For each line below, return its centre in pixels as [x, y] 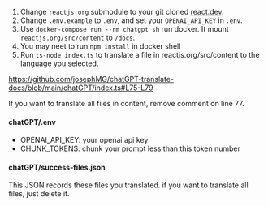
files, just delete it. [39, 194]
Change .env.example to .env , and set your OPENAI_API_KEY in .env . [132, 20]
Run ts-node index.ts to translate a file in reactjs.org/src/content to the [140, 55]
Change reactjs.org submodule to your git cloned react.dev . [122, 12]
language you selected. [59, 63]
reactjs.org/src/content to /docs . [78, 37]
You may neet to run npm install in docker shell [100, 46]
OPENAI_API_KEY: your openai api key [84, 140]
